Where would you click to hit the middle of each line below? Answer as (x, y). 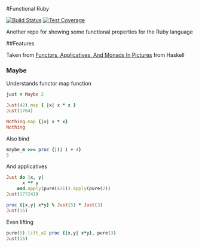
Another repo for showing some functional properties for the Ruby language (99, 32)
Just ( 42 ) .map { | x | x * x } (41, 105)
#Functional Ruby (28, 9)
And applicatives (27, 166)
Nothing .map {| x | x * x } (37, 121)
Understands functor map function (49, 84)
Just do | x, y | (25, 178)
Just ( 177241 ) (22, 194)
